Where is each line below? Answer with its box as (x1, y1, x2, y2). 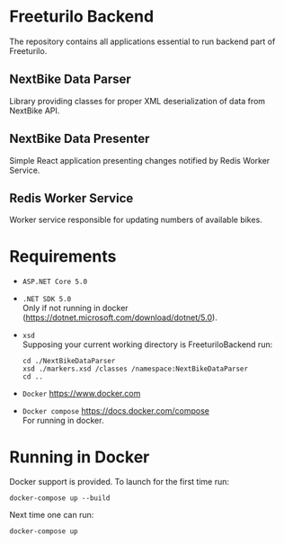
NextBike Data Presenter (9, 131, 150, 147)
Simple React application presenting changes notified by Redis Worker (9, 155, 271, 165)
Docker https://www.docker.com (22, 389, 141, 399)
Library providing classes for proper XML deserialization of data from (9, 95, 266, 106)
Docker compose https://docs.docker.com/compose (22, 406, 209, 416)
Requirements (9, 246, 117, 266)
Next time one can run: (9, 510, 94, 521)
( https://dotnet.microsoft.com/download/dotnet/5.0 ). (22, 312, 217, 323)
